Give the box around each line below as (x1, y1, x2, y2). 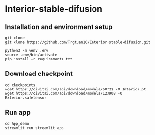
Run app (5, 108, 31, 117)
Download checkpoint (5, 70, 73, 78)
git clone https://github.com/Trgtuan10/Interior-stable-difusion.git (5, 40, 151, 45)
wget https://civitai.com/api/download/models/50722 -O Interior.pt (5, 87, 146, 91)
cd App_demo (5, 121, 29, 126)
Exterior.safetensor (5, 95, 47, 100)
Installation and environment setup (5, 23, 113, 31)
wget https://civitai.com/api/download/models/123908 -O (5, 91, 123, 96)
